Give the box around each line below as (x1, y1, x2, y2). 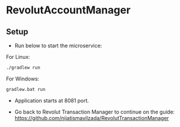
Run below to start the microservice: (14, 42, 102, 49)
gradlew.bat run (6, 86, 46, 92)
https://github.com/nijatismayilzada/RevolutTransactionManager (14, 114, 169, 121)
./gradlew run (6, 65, 41, 70)
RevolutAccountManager (6, 3, 131, 17)
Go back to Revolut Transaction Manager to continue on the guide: (14, 108, 175, 115)
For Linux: (6, 54, 30, 60)
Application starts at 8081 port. (14, 97, 89, 104)
